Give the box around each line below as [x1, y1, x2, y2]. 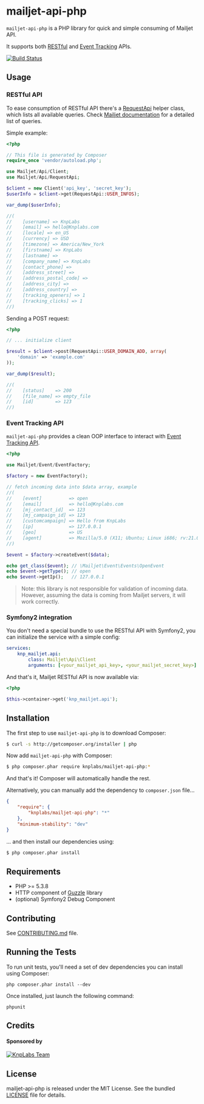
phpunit [6, 1004, 26, 1010]
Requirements [6, 866, 61, 877]
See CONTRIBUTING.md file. [6, 930, 78, 937]
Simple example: [6, 129, 48, 137]
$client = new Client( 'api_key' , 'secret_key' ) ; [6, 185, 132, 191]
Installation [6, 713, 50, 724]
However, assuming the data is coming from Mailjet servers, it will [21, 591, 186, 599]
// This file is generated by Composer [6, 152, 107, 158]
